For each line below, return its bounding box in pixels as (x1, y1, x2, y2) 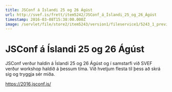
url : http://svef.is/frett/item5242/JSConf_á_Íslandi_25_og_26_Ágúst (5, 12, 157, 17)
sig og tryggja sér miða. (5, 71, 55, 77)
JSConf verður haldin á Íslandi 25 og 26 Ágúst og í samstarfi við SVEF (5, 60, 153, 67)
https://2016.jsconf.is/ (5, 81, 51, 87)
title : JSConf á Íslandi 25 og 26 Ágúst (5, 7, 93, 13)
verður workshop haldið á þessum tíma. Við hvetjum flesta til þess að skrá (5, 66, 161, 72)
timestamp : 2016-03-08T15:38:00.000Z (5, 17, 86, 22)
